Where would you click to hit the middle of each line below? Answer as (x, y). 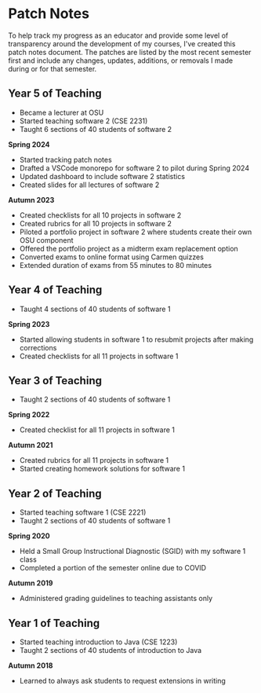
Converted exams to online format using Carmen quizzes (111, 257)
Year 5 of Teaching (55, 94)
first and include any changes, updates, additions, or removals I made (121, 60)
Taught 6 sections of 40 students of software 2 (96, 129)
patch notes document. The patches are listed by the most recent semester (130, 52)
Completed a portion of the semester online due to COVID (112, 568)
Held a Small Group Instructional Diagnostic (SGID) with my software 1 (132, 552)
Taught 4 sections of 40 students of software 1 (95, 309)
